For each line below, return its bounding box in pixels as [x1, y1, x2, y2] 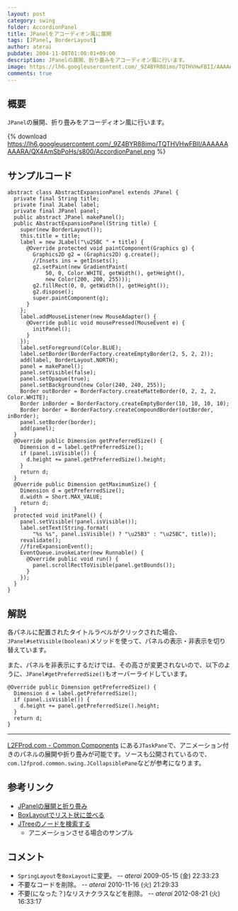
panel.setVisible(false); [20, 369, 97, 376]
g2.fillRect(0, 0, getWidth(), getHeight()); [33, 282, 170, 290]
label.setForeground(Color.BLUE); [20, 344, 122, 351]
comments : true [7, 70, 52, 77]
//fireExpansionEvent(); [20, 543, 93, 550]
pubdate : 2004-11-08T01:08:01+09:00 [7, 50, 115, 58]
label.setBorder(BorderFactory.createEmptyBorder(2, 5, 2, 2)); [20, 351, 214, 358]
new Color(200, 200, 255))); [45, 276, 132, 283]
